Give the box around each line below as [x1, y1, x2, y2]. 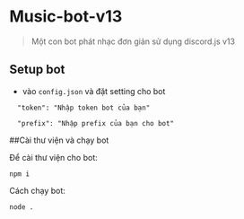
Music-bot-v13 [9, 6, 123, 27]
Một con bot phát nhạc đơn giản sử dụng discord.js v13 [30, 36, 236, 47]
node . [9, 202, 34, 212]
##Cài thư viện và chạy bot [9, 135, 109, 145]
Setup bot [9, 62, 65, 77]
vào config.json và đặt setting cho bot [22, 85, 166, 96]
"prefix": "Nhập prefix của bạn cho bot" [17, 118, 175, 127]
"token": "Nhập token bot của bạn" [17, 103, 151, 112]
